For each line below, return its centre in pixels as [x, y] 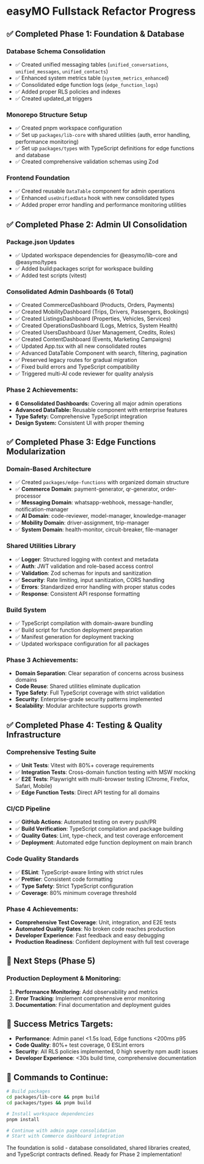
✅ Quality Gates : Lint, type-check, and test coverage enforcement [99, 836]
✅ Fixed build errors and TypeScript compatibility [77, 367]
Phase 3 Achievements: [42, 660]
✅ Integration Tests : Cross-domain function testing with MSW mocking [105, 772]
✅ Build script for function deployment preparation [79, 630]
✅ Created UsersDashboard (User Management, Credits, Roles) [95, 333]
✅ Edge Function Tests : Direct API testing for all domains [87, 792]
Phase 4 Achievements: [42, 909]
